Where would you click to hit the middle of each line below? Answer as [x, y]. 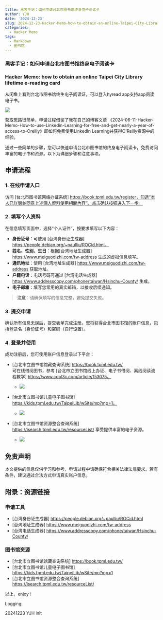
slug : [10, 23]
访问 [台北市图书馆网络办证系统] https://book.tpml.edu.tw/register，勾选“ [78, 197]
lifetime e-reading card [33, 83]
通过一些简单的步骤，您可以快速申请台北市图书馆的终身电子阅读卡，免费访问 [81, 147]
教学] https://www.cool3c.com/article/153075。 [64, 377]
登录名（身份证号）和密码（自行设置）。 [49, 329]
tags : [10, 37]
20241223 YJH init [24, 613]
